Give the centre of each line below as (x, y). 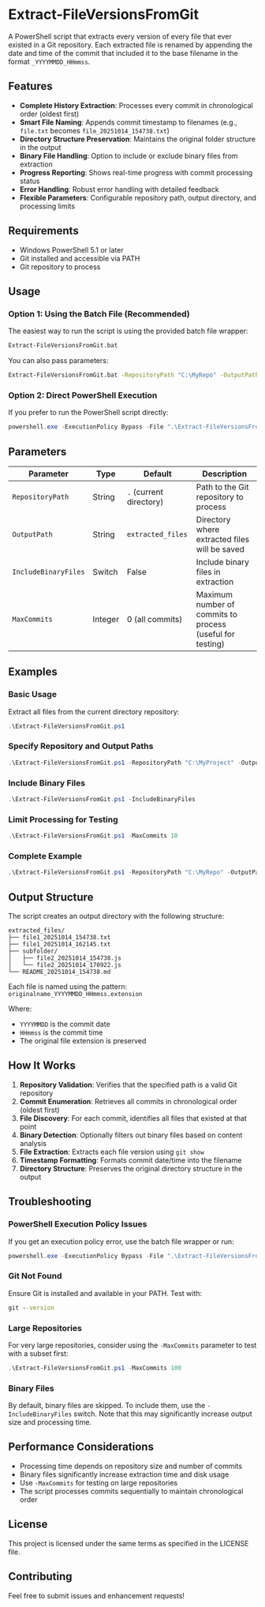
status (30, 181)
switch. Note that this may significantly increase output (163, 1414)
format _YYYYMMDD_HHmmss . (49, 62)
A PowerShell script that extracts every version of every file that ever (120, 36)
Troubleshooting (50, 1202)
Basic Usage (33, 695)
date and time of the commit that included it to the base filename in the (123, 53)
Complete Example (45, 856)
